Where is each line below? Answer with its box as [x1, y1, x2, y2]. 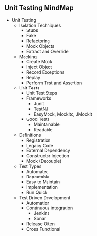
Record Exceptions [26, 69, 65, 75]
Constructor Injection [26, 152, 70, 159]
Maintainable [33, 121, 60, 127]
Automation [26, 200, 50, 206]
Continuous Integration [26, 205, 73, 211]
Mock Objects [26, 43, 55, 49]
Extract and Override [26, 48, 69, 54]
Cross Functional [26, 226, 61, 232]
